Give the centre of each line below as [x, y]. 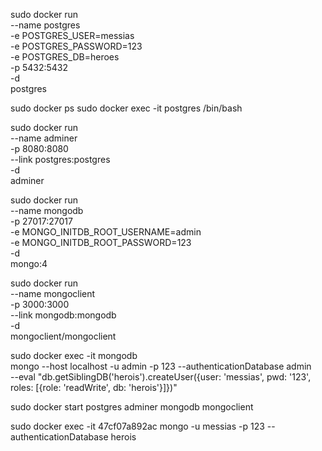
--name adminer [44, 138]
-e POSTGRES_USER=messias [72, 35]
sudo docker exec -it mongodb [74, 355]
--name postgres [45, 25]
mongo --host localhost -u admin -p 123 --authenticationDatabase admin [161, 366]
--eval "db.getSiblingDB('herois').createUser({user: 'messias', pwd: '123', [161, 377]
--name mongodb [47, 210]
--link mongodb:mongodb [63, 315]
